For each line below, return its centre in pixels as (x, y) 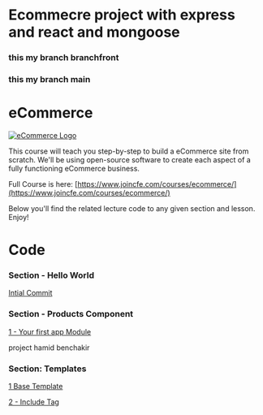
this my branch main (50, 80)
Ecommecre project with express (122, 15)
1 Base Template (36, 387)
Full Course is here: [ (43, 184)
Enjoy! (19, 217)
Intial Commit (30, 293)
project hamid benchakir (49, 348)
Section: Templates (47, 369)
